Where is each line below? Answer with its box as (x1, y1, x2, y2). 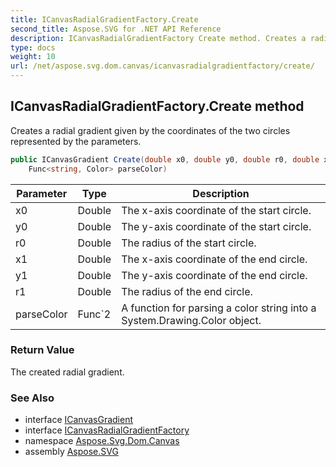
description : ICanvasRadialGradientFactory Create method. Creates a (10, 33, 307, 43)
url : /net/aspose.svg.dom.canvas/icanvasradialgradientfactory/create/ (10, 61, 315, 71)
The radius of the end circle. (121, 284, 253, 298)
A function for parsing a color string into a (121, 301, 317, 315)
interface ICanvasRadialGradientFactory (24, 424, 190, 436)
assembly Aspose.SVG (24, 446, 119, 458)
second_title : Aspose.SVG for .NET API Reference (10, 24, 222, 34)
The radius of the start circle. (121, 236, 257, 250)
